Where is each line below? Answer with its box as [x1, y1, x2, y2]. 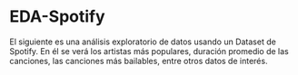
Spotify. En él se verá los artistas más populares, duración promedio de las [9, 45, 289, 56]
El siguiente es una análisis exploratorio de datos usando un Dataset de [9, 36, 277, 47]
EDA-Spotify [9, 6, 106, 27]
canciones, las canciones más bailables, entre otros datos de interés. [9, 55, 268, 66]
